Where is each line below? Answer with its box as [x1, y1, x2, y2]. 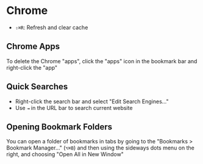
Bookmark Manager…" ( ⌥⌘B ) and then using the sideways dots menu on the [6, 144, 195, 152]
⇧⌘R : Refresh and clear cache [15, 24, 88, 31]
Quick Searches [6, 81, 68, 92]
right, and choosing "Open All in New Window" [6, 151, 124, 158]
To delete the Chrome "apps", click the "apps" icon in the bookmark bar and [6, 57, 198, 64]
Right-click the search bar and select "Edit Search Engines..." [15, 98, 169, 105]
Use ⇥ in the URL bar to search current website [15, 104, 133, 111]
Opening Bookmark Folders [6, 121, 113, 132]
